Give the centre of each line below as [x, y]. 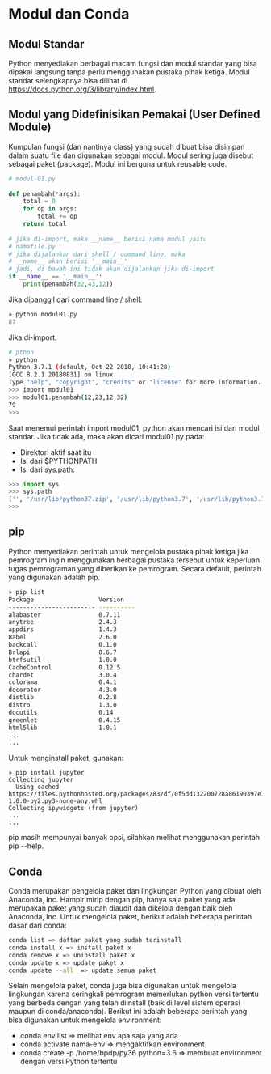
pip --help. [26, 846]
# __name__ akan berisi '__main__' [68, 261]
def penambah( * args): [45, 194]
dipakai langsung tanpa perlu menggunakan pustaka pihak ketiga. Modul [129, 72]
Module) [30, 127]
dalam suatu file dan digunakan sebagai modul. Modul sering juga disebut [131, 155]
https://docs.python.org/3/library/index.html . [83, 89]
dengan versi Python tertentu [69, 1062]
